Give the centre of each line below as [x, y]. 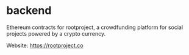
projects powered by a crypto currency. [56, 33]
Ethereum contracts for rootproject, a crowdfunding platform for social [95, 27]
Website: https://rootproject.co [45, 45]
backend [29, 11]
